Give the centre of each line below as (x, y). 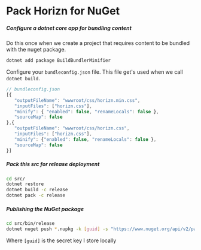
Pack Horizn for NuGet (63, 11)
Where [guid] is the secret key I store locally (61, 240)
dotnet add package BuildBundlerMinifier (59, 61)
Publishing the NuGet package (45, 209)
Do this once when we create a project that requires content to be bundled (98, 43)
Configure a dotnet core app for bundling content (69, 28)
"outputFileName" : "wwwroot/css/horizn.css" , (72, 128)
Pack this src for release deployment (53, 164)
